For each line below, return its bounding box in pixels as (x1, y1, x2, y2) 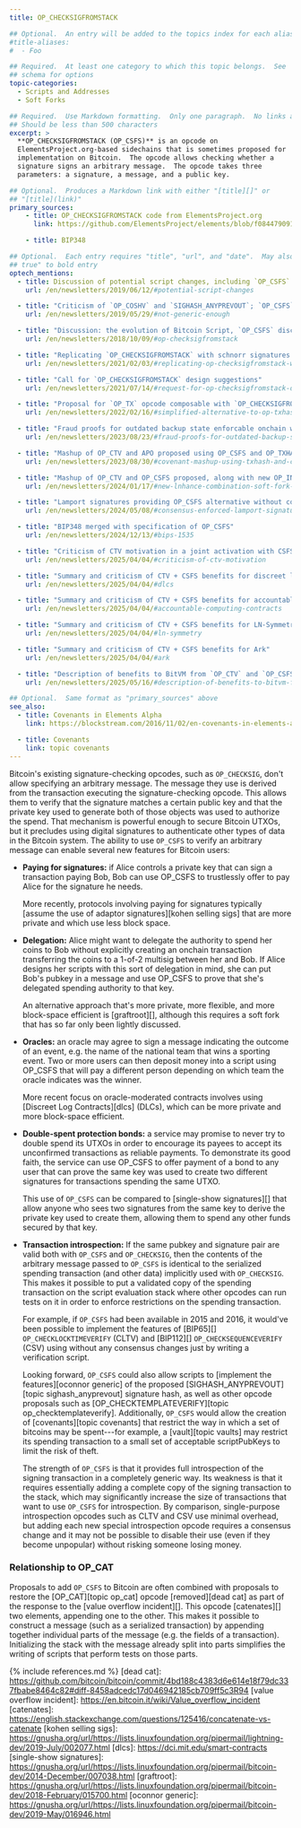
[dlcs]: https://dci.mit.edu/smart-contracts (111, 1742, 268, 1753)
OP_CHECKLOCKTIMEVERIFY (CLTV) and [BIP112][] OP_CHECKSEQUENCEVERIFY (21, 1333, 283, 1344)
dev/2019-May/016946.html (9, 1808, 111, 1819)
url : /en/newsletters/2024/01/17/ (25, 482, 154, 491)
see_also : (9, 702, 47, 711)
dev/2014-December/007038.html (9, 1771, 135, 1781)
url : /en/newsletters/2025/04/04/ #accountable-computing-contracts (25, 605, 282, 614)
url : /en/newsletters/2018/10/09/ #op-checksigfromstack (25, 335, 239, 344)
